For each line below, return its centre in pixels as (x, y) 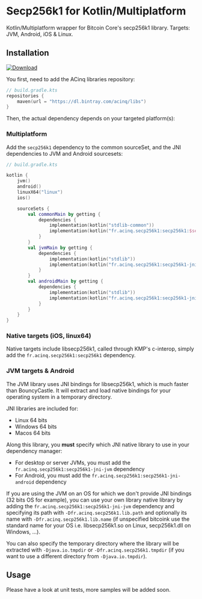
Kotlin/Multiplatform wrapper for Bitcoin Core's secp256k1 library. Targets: (98, 28)
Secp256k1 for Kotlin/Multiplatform (96, 11)
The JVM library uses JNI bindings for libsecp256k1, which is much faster (97, 384)
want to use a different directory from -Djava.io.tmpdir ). (77, 556)
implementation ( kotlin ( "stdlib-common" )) (102, 226)
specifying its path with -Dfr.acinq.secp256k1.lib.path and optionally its (97, 512)
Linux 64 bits (31, 420)
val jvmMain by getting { (60, 248)
